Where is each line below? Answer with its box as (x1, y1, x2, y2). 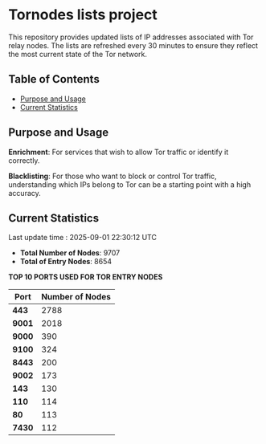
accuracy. (8, 188, 42, 198)
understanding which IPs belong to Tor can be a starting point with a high (8, 179, 252, 189)
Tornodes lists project (8, 6, 158, 24)
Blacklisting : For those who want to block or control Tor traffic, (8, 171, 217, 181)
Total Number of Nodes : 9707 (19, 248, 121, 258)
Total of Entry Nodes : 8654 (19, 257, 113, 267)
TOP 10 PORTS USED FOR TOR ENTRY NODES (8, 272, 163, 282)
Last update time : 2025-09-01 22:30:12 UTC (8, 233, 157, 242)
